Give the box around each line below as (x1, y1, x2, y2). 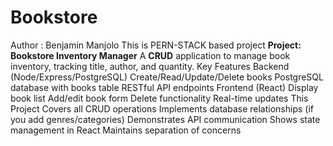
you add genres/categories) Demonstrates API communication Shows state (10, 113, 321, 125)
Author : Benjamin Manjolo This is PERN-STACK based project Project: (10, 39, 302, 51)
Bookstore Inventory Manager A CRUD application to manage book (10, 49, 291, 61)
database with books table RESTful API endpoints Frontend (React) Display (10, 81, 319, 93)
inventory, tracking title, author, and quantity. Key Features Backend (10, 60, 290, 72)
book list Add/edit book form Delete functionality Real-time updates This (10, 92, 309, 104)
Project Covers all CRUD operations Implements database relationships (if (10, 102, 314, 115)
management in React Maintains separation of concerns (10, 124, 242, 136)
